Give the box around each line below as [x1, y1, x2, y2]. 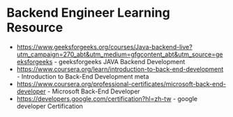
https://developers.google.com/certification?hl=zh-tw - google [16, 94, 198, 102]
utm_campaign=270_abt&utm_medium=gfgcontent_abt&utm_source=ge [16, 50, 223, 58]
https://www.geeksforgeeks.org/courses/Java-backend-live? [16, 42, 193, 51]
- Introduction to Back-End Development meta [16, 72, 149, 81]
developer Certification [16, 102, 83, 110]
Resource [6, 19, 63, 36]
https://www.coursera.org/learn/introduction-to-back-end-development [16, 65, 224, 73]
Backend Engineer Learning [6, 5, 170, 21]
